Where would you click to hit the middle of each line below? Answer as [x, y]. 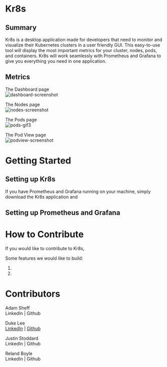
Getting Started [38, 160]
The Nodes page [23, 104]
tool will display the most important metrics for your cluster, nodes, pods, [81, 50]
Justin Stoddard [22, 338]
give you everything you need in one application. [56, 61]
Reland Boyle [19, 354]
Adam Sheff [18, 308]
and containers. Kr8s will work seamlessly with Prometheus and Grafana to [83, 56]
